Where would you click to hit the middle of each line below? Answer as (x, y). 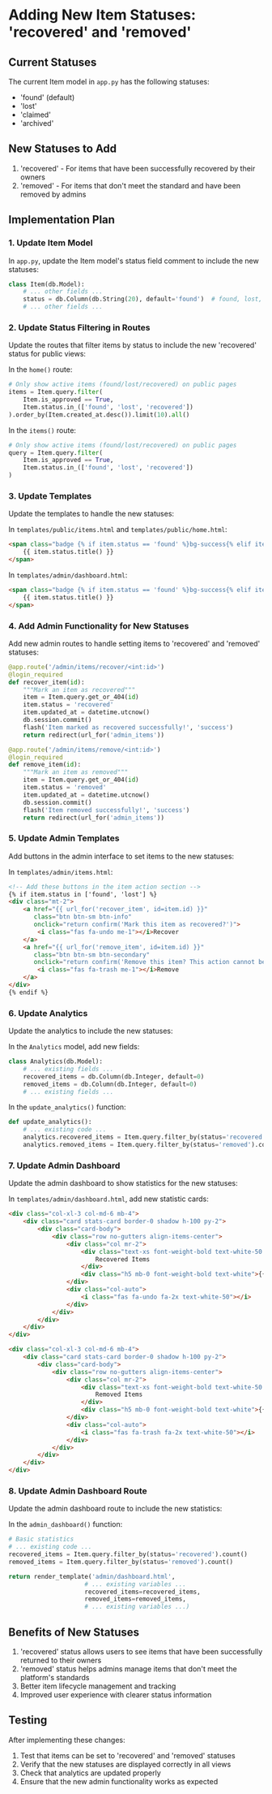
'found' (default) (47, 97)
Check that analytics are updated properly (91, 1773)
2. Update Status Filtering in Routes (80, 327)
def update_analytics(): (50, 1122)
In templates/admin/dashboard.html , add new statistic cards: (108, 1199)
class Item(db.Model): (47, 284)
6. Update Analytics (48, 1013)
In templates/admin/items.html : (61, 871)
